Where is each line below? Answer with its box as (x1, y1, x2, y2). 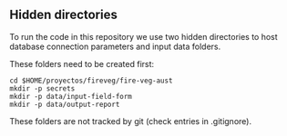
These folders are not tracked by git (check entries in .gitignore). (9, 115, 252, 126)
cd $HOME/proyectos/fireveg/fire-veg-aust (9, 76, 173, 85)
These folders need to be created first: (9, 58, 155, 69)
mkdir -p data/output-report (9, 100, 120, 109)
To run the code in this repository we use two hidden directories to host (9, 31, 278, 42)
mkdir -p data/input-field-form (9, 92, 132, 101)
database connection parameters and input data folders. (9, 41, 221, 52)
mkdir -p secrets (9, 83, 76, 93)
